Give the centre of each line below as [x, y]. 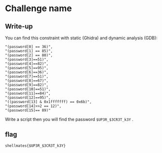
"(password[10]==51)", [28, 89]
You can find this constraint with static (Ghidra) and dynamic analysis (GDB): [81, 38]
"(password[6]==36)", [27, 72]
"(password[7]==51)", [27, 76]
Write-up [19, 26]
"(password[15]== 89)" [28, 110]
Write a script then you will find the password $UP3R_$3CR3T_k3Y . [69, 119]
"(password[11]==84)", [28, 93]
